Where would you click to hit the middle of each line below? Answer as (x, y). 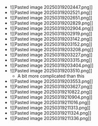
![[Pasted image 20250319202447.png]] (51, 7)
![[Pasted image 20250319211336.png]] (50, 118)
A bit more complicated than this (51, 76)
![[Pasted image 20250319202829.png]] (51, 23)
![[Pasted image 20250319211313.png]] (50, 108)
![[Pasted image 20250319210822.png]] (51, 92)
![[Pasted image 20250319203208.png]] (51, 50)
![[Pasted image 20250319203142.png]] (51, 39)
